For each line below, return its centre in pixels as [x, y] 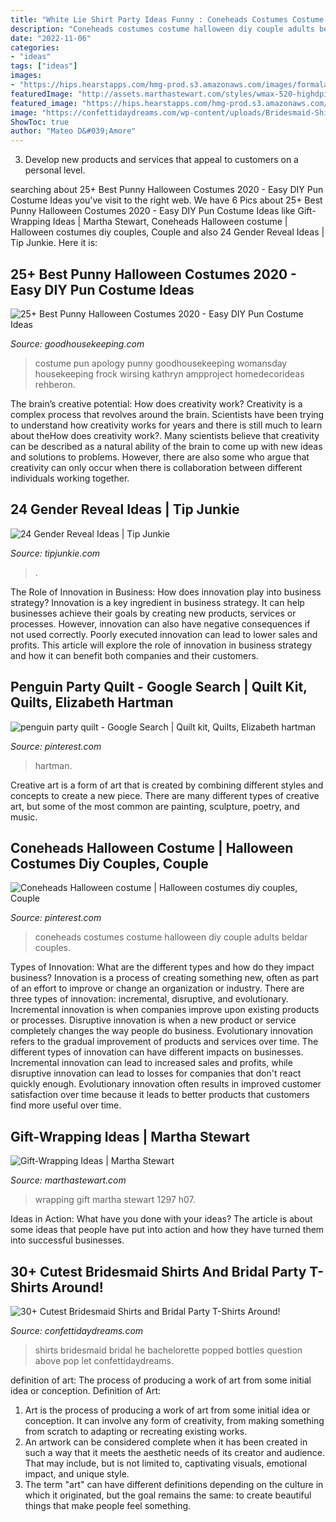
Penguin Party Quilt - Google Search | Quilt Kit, [159, 687]
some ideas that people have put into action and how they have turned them [167, 1230]
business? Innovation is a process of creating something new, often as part [165, 978]
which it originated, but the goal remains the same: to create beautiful [168, 1495]
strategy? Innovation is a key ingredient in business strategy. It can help [157, 602]
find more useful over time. [66, 1105]
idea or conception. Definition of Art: [86, 1390]
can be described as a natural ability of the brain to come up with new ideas [166, 446]
